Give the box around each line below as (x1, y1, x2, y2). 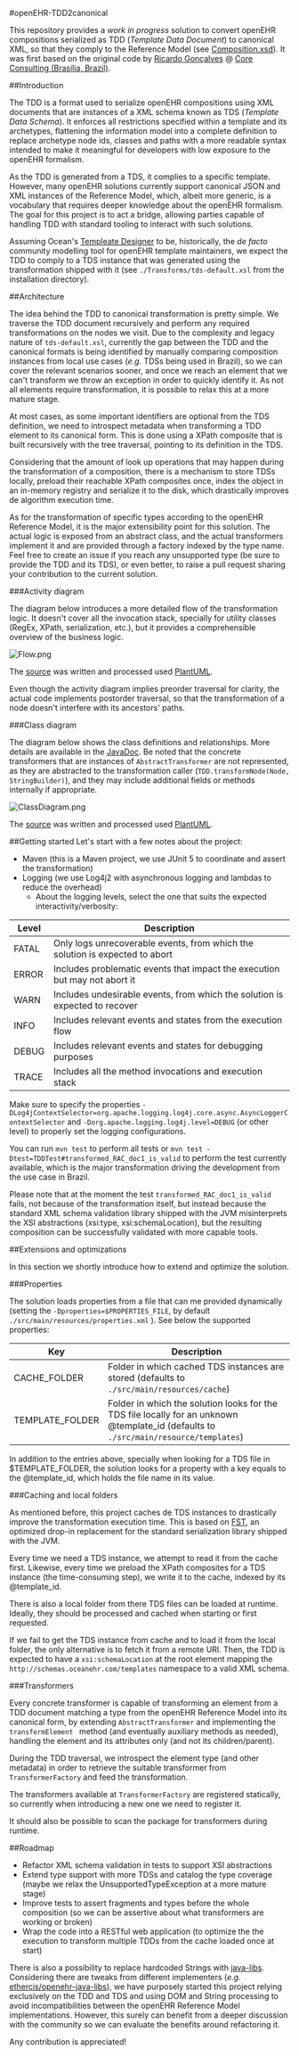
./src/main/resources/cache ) (108, 1383, 230, 1394)
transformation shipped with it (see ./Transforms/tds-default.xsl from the (9, 265, 285, 275)
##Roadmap (9, 1843, 55, 1853)
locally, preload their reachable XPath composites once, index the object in (9, 476, 284, 486)
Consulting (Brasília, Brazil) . (9, 62, 111, 73)
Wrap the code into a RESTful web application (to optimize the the (21, 1926, 264, 1937)
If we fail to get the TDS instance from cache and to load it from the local (9, 1635, 276, 1645)
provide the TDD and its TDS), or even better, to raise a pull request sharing (9, 559, 287, 570)
